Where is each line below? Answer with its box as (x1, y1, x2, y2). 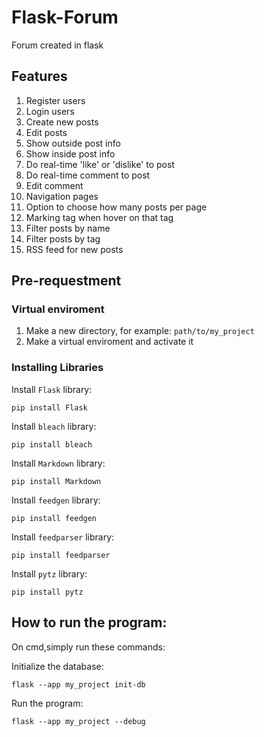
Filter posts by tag (25, 232, 101, 245)
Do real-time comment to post (25, 169, 151, 181)
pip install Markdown (11, 476, 102, 486)
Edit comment (25, 179, 84, 191)
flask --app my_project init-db (11, 679, 146, 690)
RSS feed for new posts (25, 243, 124, 255)
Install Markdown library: (11, 457, 106, 469)
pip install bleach (11, 439, 93, 450)
